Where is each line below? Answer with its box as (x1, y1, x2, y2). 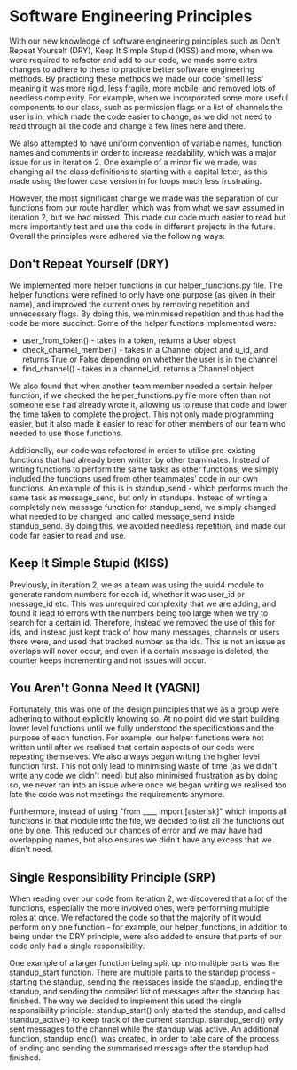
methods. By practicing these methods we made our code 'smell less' (9, 73, 264, 84)
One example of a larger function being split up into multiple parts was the (9, 958, 280, 969)
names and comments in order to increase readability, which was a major (9, 147, 277, 157)
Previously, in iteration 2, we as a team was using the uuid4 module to (9, 579, 264, 590)
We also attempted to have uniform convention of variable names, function (9, 138, 282, 148)
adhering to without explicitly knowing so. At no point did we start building (9, 714, 280, 724)
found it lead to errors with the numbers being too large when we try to (9, 607, 269, 619)
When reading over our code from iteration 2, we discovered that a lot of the (9, 893, 288, 904)
